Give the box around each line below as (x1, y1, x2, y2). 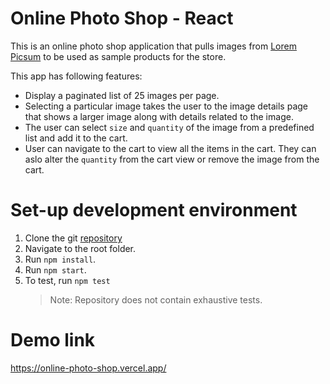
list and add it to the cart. (24, 132, 128, 144)
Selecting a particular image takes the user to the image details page (24, 100, 308, 112)
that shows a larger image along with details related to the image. (24, 110, 294, 122)
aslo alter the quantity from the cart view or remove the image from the (24, 153, 320, 165)
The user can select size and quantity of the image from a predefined (24, 121, 315, 133)
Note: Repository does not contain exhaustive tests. (49, 293, 263, 306)
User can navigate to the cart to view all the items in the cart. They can (24, 142, 317, 154)
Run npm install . (24, 253, 97, 265)
